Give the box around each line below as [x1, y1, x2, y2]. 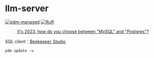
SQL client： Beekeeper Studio [5, 39, 66, 44]
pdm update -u [5, 48, 34, 53]
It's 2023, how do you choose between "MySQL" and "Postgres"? [17, 28, 149, 34]
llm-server [5, 3, 49, 14]
